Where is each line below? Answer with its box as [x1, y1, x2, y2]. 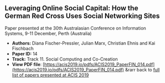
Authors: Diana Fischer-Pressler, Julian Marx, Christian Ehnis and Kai [11, 40, 155, 46]
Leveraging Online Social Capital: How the [4, 4, 138, 12]
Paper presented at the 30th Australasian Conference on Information [4, 25, 146, 31]
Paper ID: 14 [11, 50, 38, 56]
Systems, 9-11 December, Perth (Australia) [4, 30, 92, 36]
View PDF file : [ [11, 61, 44, 67]
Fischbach [11, 45, 33, 51]
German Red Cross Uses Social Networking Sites [4, 12, 160, 20]
